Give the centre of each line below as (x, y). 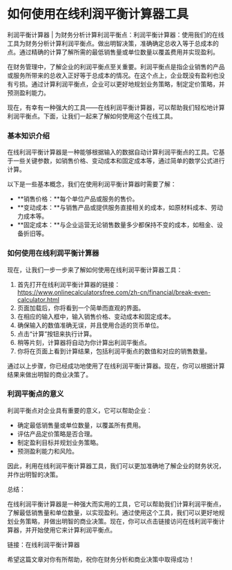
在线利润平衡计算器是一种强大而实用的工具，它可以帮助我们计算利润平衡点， (116, 504)
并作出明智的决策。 (35, 474)
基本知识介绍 (29, 136)
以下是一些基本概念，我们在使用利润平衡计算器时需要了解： (92, 184)
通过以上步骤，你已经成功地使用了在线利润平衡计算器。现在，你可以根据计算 (116, 366)
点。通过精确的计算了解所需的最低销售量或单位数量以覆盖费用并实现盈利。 (113, 52)
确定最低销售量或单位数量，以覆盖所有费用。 (81, 425)
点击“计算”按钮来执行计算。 (56, 334)
